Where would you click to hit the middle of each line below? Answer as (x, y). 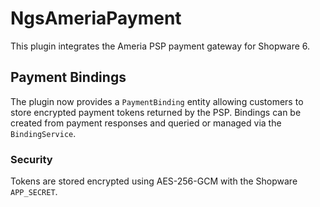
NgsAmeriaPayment (96, 18)
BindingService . (43, 133)
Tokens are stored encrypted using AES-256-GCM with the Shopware (154, 181)
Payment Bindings (68, 77)
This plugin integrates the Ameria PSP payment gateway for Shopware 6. (160, 46)
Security (31, 159)
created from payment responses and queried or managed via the (146, 123)
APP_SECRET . (34, 192)
